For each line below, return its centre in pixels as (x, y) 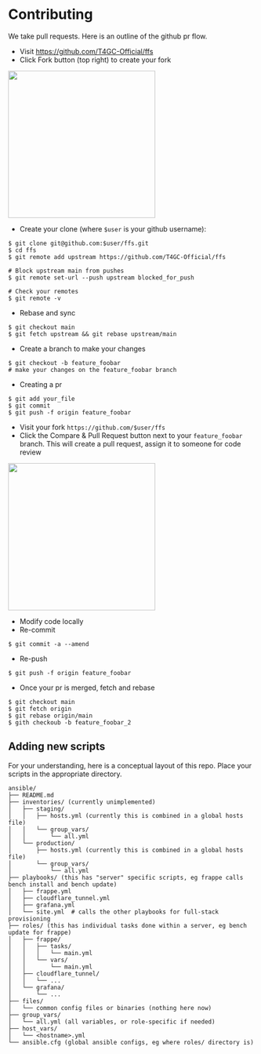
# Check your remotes (43, 291)
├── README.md (31, 795)
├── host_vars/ (33, 1028)
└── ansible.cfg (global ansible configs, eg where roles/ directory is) (131, 1042)
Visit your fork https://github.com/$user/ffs (92, 427)
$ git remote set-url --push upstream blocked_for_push (101, 277)
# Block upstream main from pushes (66, 271)
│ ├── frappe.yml (40, 891)
